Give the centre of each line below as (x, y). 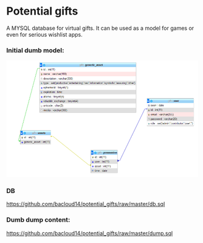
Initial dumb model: (35, 50)
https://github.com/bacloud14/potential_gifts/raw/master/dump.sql (90, 233)
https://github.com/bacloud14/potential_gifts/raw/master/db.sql (86, 204)
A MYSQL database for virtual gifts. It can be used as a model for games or (100, 28)
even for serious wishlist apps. (45, 34)
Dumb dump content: (38, 220)
